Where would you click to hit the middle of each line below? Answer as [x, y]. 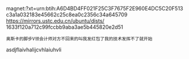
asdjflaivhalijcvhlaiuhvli [34, 50]
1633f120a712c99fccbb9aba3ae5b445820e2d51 [65, 27]
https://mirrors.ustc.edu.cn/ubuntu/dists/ [55, 21]
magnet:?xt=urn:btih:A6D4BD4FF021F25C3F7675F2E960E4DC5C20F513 [94, 8]
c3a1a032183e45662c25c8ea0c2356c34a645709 [67, 15]
